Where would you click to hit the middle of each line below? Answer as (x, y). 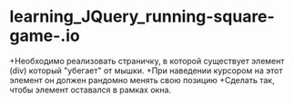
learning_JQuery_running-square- (142, 17)
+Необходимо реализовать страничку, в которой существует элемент (147, 61)
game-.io (45, 36)
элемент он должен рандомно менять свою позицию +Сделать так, (142, 80)
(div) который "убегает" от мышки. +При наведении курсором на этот (146, 71)
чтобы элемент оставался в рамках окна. (90, 90)
